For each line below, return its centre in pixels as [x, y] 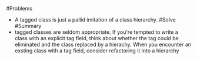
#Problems [19, 8]
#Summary [28, 26]
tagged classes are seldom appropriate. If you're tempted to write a [96, 32]
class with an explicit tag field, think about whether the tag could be [97, 38]
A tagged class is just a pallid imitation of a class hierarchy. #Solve [95, 20]
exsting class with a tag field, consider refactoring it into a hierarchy [97, 51]
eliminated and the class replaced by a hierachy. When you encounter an [103, 44]
